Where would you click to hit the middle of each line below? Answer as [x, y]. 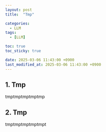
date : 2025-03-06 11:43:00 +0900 [40, 60]
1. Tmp [15, 84]
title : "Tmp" [20, 14]
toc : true [15, 46]
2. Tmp [16, 112]
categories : [17, 23]
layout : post [19, 10]
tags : [11, 33]
